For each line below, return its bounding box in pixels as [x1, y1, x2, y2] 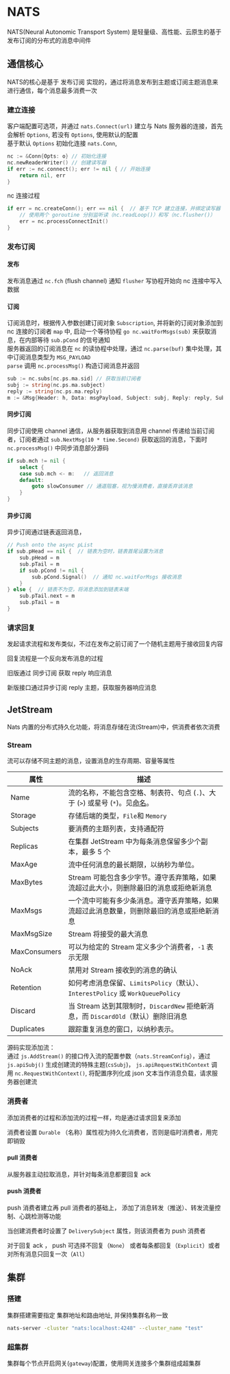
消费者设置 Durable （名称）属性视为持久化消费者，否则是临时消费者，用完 [7, 1128, 218, 1136]
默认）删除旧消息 [132, 1012, 188, 1022]
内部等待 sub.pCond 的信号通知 [25, 336, 111, 344]
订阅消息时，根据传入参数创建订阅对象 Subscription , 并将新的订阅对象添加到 [7, 319, 223, 327]
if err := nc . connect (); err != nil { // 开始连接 [7, 165, 151, 172]
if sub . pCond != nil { [19, 567, 84, 574]
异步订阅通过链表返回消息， [7, 528, 86, 536]
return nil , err [19, 172, 66, 179]
